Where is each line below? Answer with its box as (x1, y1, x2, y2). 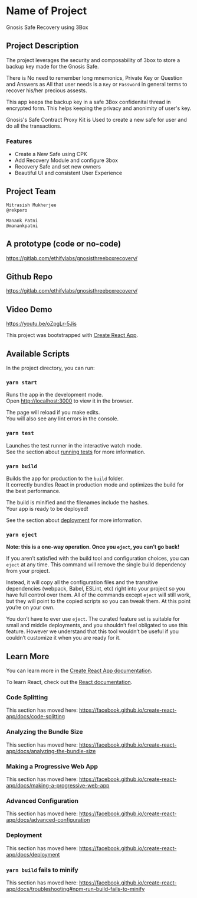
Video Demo (6, 304, 52, 315)
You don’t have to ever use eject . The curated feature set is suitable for (6, 615, 180, 623)
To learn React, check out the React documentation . (6, 679, 133, 686)
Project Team (6, 186, 56, 196)
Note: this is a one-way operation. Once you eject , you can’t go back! (6, 543, 180, 550)
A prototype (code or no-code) (6, 239, 122, 249)
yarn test (6, 430, 34, 437)
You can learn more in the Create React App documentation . (6, 667, 153, 675)
